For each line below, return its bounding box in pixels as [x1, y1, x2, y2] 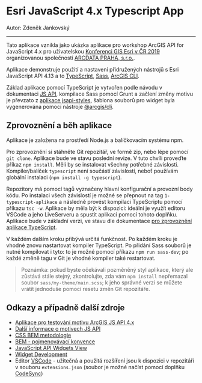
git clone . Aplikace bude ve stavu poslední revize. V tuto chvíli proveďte [6, 155, 187, 162]
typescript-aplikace [6, 199, 58, 205]
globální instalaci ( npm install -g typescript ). [6, 173, 122, 181]
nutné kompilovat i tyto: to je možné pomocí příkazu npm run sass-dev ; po [6, 248, 189, 255]
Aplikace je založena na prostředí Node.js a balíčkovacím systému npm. [6, 136, 184, 144]
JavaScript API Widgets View [14, 344, 87, 351]
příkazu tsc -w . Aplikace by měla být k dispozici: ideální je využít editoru [6, 204, 186, 212]
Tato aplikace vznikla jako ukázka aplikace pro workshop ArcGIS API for [6, 41, 185, 49]
